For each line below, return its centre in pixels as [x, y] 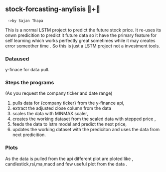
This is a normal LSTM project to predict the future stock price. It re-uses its [83, 30]
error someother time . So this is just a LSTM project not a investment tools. [83, 46]
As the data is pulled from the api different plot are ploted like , [69, 159]
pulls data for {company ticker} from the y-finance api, [68, 103]
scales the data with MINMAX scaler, [50, 114]
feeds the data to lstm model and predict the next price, [70, 124]
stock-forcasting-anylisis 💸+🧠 [53, 9]
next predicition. [29, 135]
